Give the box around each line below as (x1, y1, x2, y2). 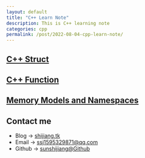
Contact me (6, 116, 52, 126)
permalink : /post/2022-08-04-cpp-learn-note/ (6, 32, 123, 38)
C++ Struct (6, 54, 50, 64)
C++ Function (6, 74, 59, 85)
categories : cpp (6, 26, 47, 32)
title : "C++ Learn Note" (6, 15, 69, 21)
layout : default (6, 9, 47, 15)
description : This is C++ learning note (6, 20, 110, 26)
